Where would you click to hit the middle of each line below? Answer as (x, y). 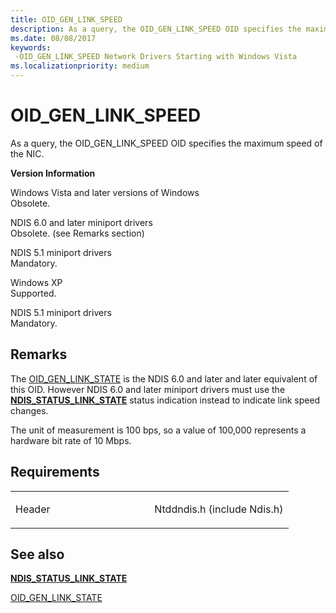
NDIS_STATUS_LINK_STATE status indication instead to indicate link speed (165, 400)
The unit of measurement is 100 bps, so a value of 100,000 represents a (158, 430)
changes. (29, 410)
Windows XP (36, 282)
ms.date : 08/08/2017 (53, 38)
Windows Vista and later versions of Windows (105, 192)
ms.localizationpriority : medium (80, 66)
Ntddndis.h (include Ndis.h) (219, 509)
